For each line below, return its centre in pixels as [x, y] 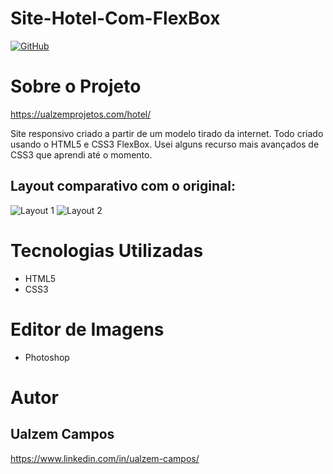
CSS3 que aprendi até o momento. [81, 154]
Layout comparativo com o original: [123, 186]
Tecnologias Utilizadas [107, 250]
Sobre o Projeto [76, 86]
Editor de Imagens [87, 329]
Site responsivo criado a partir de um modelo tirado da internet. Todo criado [167, 133]
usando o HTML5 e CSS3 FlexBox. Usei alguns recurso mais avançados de [165, 144]
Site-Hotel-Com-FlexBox [115, 18]
